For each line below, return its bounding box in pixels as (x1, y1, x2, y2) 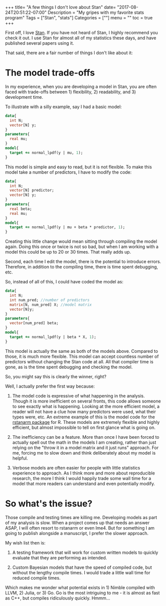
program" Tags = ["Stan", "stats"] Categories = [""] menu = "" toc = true (5, 15, 153, 20)
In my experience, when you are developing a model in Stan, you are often (5, 83, 157, 89)
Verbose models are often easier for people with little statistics (12, 465, 140, 471)
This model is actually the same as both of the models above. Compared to (5, 348, 159, 354)
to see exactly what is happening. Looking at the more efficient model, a (12, 403, 160, 409)
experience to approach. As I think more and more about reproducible (12, 470, 155, 476)
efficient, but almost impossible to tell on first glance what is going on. (12, 424, 156, 430)
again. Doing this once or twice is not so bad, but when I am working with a (5, 244, 159, 250)
